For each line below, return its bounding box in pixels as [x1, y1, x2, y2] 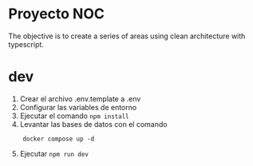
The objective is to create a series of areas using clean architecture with [8, 31, 246, 41]
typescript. [8, 39, 44, 49]
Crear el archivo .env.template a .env [19, 93, 141, 104]
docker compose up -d [22, 135, 94, 143]
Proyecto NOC [8, 5, 105, 23]
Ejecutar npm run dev [19, 148, 89, 158]
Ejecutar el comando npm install [19, 111, 129, 121]
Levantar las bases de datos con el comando [19, 119, 168, 128]
